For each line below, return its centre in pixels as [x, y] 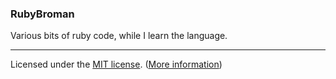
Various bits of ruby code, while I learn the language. [119, 36]
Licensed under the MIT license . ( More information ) [116, 64]
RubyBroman [42, 14]
